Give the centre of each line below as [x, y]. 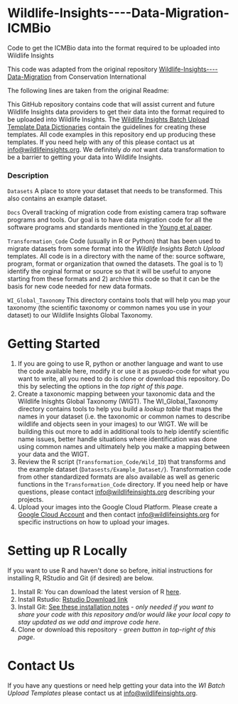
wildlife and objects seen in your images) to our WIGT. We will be [113, 424]
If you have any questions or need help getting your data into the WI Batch [116, 686]
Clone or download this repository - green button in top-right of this [117, 629]
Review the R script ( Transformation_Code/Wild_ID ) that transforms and [121, 462]
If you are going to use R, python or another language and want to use [120, 364]
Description [28, 175]
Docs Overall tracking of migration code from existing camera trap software [117, 212]
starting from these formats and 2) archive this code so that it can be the [114, 279]
